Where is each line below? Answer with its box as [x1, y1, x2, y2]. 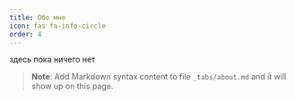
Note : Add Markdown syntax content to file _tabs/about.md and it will [30, 71, 287, 82]
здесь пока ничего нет [9, 54, 96, 65]
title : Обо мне [9, 12, 66, 22]
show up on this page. [30, 81, 114, 92]
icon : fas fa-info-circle [9, 21, 106, 30]
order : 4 [9, 29, 42, 38]
